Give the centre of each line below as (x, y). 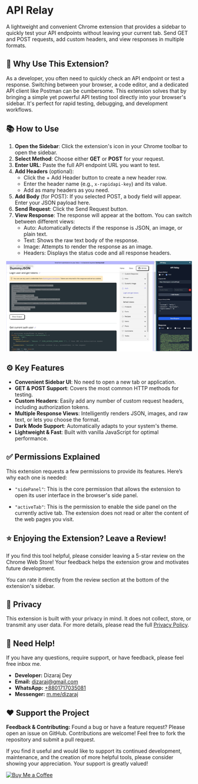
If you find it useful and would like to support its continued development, (94, 751)
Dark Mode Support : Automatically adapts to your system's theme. (96, 426)
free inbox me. (24, 664)
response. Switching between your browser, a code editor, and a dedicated (97, 84)
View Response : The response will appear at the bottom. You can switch (103, 215)
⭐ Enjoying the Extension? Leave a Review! (86, 539)
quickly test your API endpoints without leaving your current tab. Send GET (97, 32)
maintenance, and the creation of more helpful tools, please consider (90, 757)
